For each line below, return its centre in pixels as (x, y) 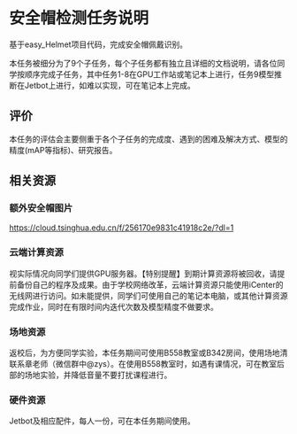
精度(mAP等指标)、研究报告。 (63, 150)
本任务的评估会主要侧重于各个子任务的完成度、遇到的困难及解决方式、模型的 (148, 139)
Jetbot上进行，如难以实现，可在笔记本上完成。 (110, 85)
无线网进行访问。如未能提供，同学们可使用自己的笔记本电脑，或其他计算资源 (148, 295)
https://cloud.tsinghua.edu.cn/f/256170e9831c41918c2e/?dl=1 (122, 228)
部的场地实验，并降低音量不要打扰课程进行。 (91, 375)
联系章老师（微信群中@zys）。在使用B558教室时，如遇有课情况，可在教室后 (147, 364)
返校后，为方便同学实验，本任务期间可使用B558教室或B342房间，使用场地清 (148, 353)
